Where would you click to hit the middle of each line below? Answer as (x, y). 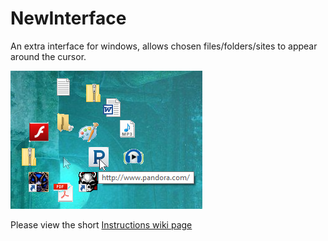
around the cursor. (48, 56)
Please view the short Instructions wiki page (101, 224)
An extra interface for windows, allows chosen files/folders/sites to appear (164, 46)
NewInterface (68, 18)
